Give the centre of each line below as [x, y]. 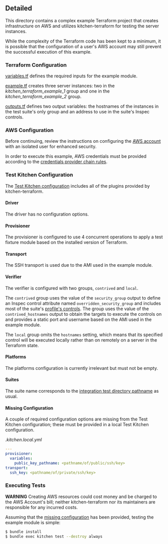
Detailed [19, 8]
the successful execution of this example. [48, 52]
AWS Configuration [30, 130]
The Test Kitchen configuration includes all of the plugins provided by [78, 186]
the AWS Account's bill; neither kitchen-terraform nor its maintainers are [80, 502]
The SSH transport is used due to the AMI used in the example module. [79, 265]
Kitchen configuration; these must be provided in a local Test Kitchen [77, 425]
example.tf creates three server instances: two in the [60, 86]
